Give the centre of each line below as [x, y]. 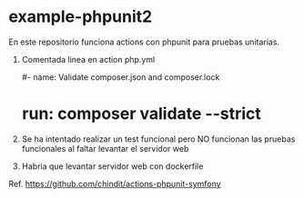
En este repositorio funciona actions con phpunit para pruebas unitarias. [144, 42]
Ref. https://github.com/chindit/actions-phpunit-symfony [115, 183]
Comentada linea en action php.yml [88, 59]
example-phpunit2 [81, 17]
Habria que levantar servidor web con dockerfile [112, 166]
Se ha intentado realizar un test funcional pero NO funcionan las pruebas [158, 139]
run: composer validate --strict [141, 114]
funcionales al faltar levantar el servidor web [105, 148]
